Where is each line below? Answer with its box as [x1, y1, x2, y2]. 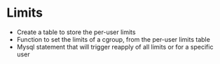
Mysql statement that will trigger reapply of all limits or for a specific [16, 42, 214, 51]
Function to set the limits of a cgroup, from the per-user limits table [16, 35, 211, 43]
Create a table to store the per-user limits [16, 28, 136, 36]
